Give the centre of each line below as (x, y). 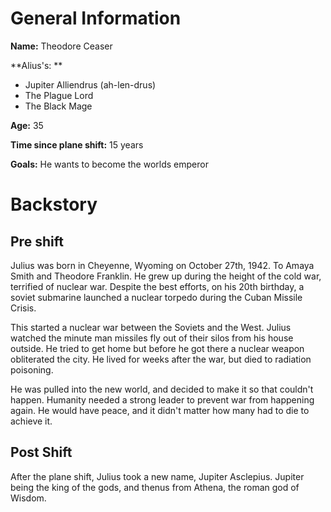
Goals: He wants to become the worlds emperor (109, 164)
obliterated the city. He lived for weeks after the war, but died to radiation (161, 359)
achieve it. (31, 421)
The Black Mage (58, 106)
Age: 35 (27, 125)
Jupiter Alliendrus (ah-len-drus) (90, 84)
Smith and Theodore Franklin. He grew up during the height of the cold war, (166, 276)
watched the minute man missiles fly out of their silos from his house (152, 338)
